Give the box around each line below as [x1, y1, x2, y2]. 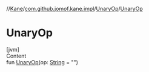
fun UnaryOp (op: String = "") [6, 58, 79, 65]
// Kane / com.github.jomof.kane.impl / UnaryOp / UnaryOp [6, 5, 144, 12]
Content [6, 52, 27, 59]
